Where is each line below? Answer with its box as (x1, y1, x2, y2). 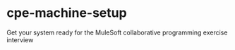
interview (6, 35, 34, 44)
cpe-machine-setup (6, 5, 128, 21)
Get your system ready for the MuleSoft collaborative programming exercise (6, 28, 228, 37)
